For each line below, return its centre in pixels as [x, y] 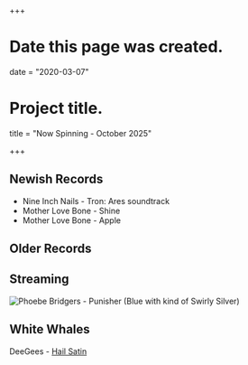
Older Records [51, 249]
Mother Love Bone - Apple [72, 220]
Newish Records [56, 179]
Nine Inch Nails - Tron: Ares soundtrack [96, 201]
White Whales [50, 329]
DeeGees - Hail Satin [48, 351]
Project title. [56, 108]
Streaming [39, 280]
